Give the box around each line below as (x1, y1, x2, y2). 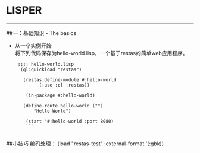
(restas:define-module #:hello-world (23, 76, 117, 83)
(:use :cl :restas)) (39, 82, 90, 88)
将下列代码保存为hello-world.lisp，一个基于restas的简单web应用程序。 (14, 49, 189, 56)
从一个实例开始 (14, 42, 52, 49)
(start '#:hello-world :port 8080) (26, 118, 114, 125)
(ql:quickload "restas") (20, 66, 82, 72)
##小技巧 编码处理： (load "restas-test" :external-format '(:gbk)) (6, 140, 164, 147)
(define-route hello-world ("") (23, 103, 104, 109)
